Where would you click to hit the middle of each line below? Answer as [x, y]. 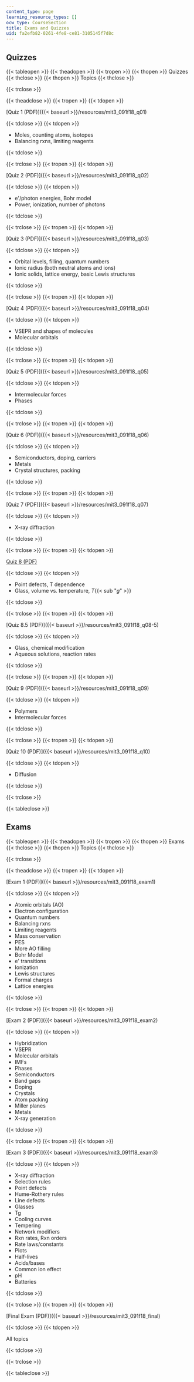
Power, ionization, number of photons [60, 204]
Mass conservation [38, 936]
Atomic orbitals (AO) [39, 904]
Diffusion [25, 774]
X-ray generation [35, 1118]
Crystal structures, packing [47, 470]
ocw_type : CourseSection [36, 22]
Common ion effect [38, 1269]
